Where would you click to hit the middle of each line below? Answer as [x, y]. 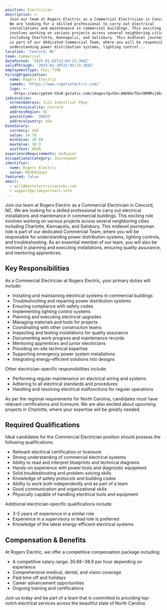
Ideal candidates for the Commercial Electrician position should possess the [83, 437]
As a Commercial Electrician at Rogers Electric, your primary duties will [78, 281]
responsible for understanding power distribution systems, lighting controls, [83, 237]
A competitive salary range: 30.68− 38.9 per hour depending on [77, 562]
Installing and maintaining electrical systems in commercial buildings [83, 296]
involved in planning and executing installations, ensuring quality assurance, [83, 247]
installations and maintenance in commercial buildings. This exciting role [79, 216]
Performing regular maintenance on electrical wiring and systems [79, 378]
